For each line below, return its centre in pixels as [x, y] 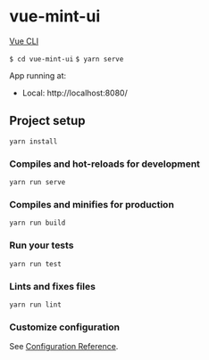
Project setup [48, 121]
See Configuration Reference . [64, 347]
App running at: [38, 75]
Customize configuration [65, 327]
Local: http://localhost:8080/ [75, 93]
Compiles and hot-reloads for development [105, 164]
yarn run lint [36, 305]
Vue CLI [24, 41]
